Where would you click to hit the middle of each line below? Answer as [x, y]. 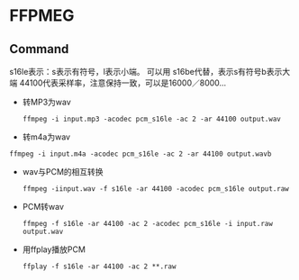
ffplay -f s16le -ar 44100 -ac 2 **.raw [99, 266]
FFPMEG [42, 16]
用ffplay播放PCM [54, 249]
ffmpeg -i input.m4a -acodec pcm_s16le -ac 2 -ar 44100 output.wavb [140, 154]
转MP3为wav [47, 102]
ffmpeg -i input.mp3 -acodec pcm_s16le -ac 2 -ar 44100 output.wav [151, 119]
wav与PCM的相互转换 [63, 172]
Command [39, 49]
